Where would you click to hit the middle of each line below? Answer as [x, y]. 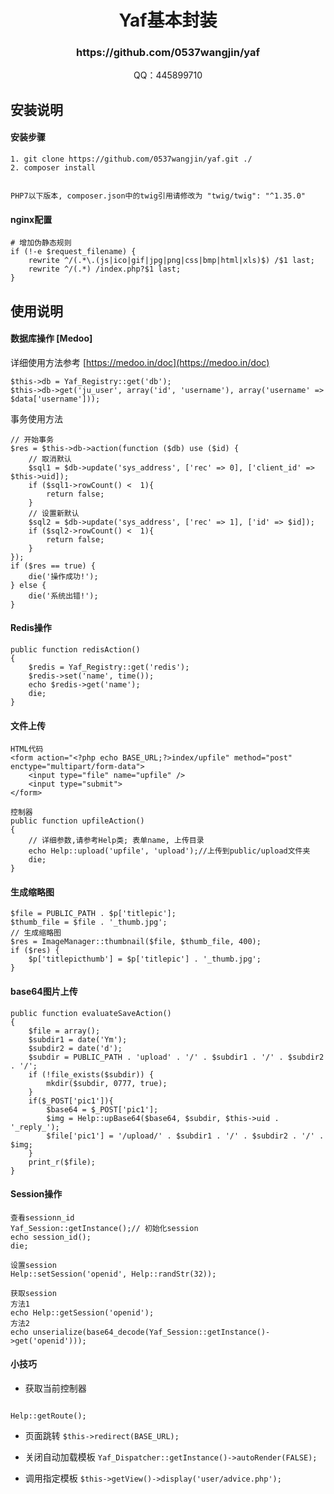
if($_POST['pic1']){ [71, 1101]
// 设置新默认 [54, 513]
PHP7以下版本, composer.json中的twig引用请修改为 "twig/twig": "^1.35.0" [158, 196]
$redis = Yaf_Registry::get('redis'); [109, 667]
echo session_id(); [51, 1237]
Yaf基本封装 [168, 20]
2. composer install [53, 168]
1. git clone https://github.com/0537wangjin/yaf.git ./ [131, 159]
